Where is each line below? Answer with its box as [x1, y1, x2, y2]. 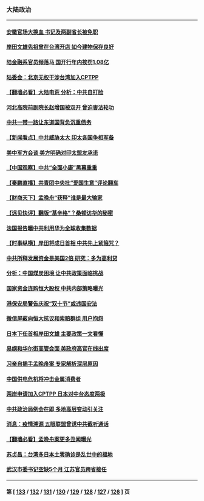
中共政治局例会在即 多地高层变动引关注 [6, 405, 104, 413]
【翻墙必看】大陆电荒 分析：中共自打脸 [6, 88, 104, 96]
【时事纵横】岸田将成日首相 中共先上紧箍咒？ [6, 240, 120, 247]
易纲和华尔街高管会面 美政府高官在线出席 [6, 345, 109, 352]
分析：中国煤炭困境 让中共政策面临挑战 [6, 269, 104, 277]
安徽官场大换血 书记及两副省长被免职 [6, 28, 98, 35]
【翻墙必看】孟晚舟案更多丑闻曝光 [6, 435, 92, 442]
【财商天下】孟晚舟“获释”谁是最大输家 [6, 194, 103, 202]
